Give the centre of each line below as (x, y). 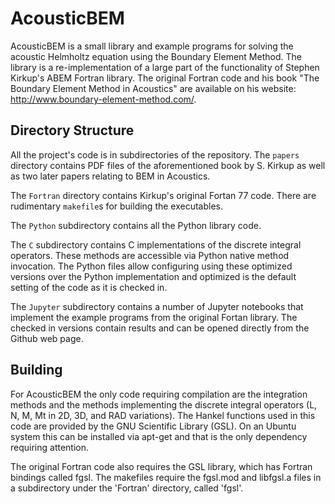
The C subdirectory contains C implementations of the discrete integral (156, 244)
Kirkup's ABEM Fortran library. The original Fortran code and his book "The (165, 78)
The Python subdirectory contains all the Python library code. (136, 225)
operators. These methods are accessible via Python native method (150, 255)
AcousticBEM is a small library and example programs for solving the (152, 46)
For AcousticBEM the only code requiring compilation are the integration (159, 394)
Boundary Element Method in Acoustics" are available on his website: (153, 88)
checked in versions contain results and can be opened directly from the (160, 328)
